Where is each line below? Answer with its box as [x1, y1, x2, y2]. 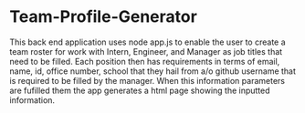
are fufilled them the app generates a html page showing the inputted [9, 85, 271, 96]
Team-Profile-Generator [9, 6, 198, 27]
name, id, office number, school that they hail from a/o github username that [9, 66, 297, 77]
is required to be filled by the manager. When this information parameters [9, 75, 286, 86]
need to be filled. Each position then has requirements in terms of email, [9, 56, 280, 67]
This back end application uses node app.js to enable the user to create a [9, 36, 286, 47]
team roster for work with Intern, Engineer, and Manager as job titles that [9, 46, 283, 56]
